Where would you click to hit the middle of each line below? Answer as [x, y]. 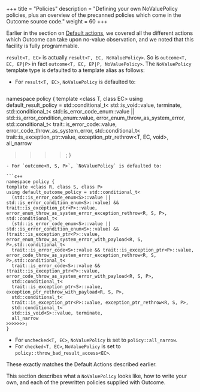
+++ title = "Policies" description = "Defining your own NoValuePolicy [92, 9]
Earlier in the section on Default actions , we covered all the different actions [100, 33]
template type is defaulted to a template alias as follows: [75, 70]
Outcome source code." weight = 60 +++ [57, 21]
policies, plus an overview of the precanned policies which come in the [94, 15]
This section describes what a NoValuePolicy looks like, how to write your [97, 376]
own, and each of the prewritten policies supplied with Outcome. [86, 382]
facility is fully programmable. [43, 46]
